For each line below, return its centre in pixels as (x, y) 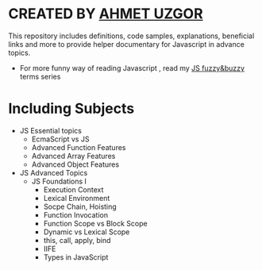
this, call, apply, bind (77, 240)
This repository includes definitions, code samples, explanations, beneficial (131, 36)
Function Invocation (76, 214)
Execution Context (73, 189)
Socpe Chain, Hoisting (80, 206)
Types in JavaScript (76, 257)
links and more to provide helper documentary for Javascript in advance (126, 44)
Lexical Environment (77, 198)
